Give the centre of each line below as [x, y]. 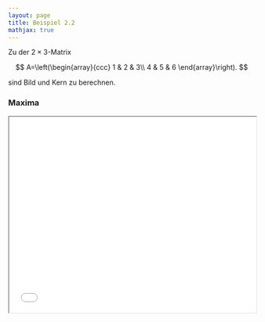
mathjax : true [31, 30]
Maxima [24, 103]
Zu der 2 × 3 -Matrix [40, 52]
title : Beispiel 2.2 [42, 23]
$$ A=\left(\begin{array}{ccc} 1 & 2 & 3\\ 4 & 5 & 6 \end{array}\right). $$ [132, 67]
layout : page [29, 15]
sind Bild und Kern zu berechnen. [62, 82]
